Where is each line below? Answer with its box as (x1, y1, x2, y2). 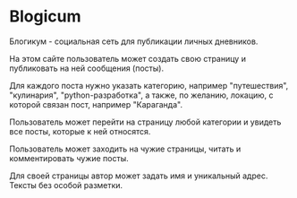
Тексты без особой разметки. (9, 179, 123, 190)
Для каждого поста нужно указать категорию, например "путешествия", (9, 80, 289, 90)
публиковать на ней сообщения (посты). (9, 63, 164, 73)
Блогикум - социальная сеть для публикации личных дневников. (9, 36, 259, 47)
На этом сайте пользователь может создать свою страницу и (9, 53, 246, 64)
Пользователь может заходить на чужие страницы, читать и (9, 143, 242, 154)
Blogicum (9, 6, 82, 27)
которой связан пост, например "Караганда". (9, 99, 183, 109)
